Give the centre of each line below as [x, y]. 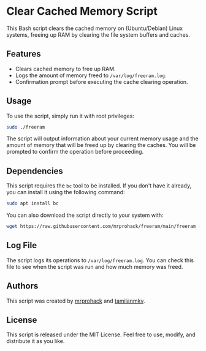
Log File [22, 245]
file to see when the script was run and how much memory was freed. [95, 266]
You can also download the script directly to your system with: [85, 215]
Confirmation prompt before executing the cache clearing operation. [101, 81]
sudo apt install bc [33, 203]
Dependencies [35, 171]
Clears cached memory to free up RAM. [65, 69]
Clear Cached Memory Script [82, 11]
